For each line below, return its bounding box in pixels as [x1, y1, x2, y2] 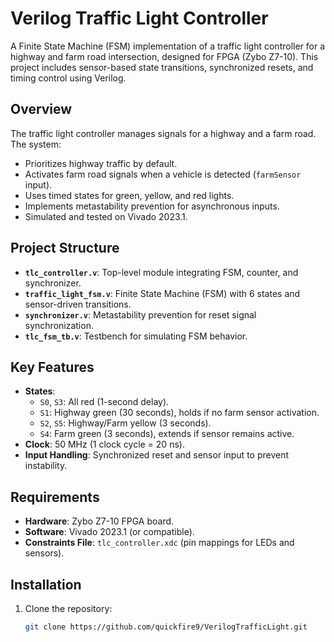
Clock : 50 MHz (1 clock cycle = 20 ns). [24, 438, 185, 451]
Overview [10, 101, 73, 118]
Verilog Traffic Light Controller [10, 7, 269, 30]
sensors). [24, 547, 65, 559]
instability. [24, 460, 68, 472]
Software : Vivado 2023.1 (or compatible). [24, 526, 195, 538]
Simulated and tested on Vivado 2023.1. [24, 210, 188, 222]
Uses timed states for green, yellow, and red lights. [24, 189, 235, 201]
